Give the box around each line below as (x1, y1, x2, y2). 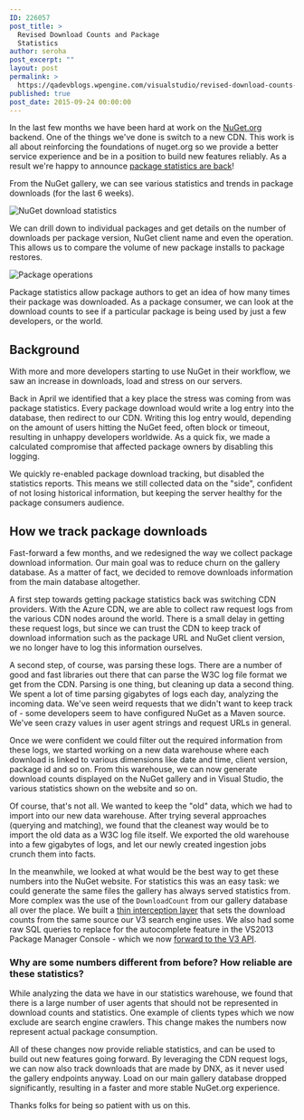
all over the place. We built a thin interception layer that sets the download (9, 905, 286, 915)
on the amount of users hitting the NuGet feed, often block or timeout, (9, 422, 270, 433)
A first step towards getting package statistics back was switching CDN (9, 594, 276, 605)
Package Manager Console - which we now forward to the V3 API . (9, 933, 257, 944)
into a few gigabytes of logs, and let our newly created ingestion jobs (9, 839, 267, 849)
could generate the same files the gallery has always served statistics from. (9, 885, 291, 896)
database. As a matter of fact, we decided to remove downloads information (9, 567, 294, 578)
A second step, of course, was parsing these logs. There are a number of (9, 660, 282, 670)
